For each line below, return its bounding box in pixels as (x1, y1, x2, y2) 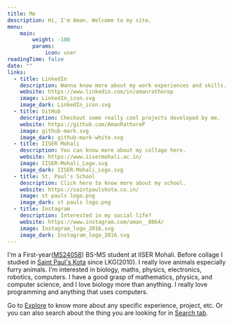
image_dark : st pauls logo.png (20, 199, 111, 206)
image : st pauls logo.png (20, 192, 96, 199)
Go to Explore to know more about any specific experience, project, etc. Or (7, 302, 223, 310)
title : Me (7, 10, 36, 17)
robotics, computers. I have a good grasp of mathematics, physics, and (7, 273, 213, 281)
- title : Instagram (13, 206, 71, 213)
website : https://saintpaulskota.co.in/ (20, 186, 139, 193)
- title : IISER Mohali (13, 141, 80, 148)
